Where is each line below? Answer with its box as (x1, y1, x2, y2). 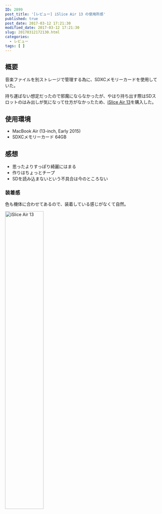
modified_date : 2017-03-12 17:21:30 (5, 25, 80, 30)
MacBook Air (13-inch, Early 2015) (12, 128, 81, 134)
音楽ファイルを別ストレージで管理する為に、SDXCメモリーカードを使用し (5, 77, 153, 83)
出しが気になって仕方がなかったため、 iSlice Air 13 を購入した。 (30, 99, 157, 105)
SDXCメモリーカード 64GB (12, 134, 67, 140)
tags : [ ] (5, 43, 25, 48)
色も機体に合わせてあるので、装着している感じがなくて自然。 (5, 201, 129, 207)
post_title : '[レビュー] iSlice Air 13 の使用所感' (5, 12, 106, 17)
